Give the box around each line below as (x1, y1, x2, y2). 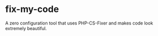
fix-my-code (5, 3, 59, 15)
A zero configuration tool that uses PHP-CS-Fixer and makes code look (5, 20, 153, 26)
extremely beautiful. (5, 25, 47, 31)
